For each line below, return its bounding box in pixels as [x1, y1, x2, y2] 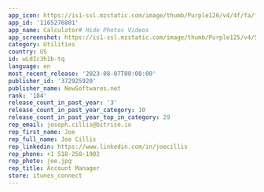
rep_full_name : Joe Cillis [8, 135, 97, 143]
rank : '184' [8, 92, 47, 100]
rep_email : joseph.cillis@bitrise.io [8, 121, 132, 129]
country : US [8, 48, 47, 56]
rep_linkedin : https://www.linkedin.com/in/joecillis [8, 143, 189, 150]
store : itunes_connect [8, 172, 82, 180]
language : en [8, 63, 51, 71]
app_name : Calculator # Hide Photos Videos [8, 26, 149, 34]
